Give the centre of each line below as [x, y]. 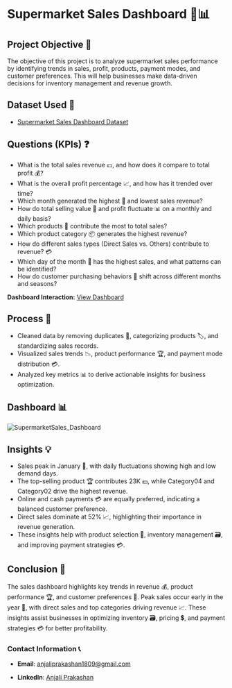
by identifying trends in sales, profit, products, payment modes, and [104, 68]
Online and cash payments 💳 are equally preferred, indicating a [108, 499]
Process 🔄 [29, 319]
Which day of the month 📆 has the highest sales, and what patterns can [119, 261]
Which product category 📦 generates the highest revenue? [102, 233]
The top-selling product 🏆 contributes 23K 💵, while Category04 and [116, 481]
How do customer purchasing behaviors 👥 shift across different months [119, 276]
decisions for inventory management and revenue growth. [90, 83]
